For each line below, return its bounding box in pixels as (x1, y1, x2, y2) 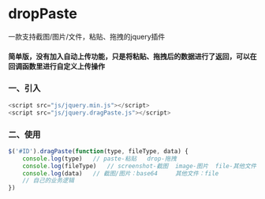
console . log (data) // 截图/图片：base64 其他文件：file (22, 169, 219, 178)
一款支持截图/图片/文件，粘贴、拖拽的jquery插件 (8, 32, 166, 41)
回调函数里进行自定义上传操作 (8, 61, 105, 71)
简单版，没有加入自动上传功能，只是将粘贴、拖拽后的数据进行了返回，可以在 (8, 51, 257, 61)
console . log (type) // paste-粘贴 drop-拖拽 (22, 155, 177, 163)
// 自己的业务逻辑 (22, 177, 75, 185)
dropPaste (8, 5, 77, 23)
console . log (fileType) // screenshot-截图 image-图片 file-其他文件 (22, 162, 257, 170)
